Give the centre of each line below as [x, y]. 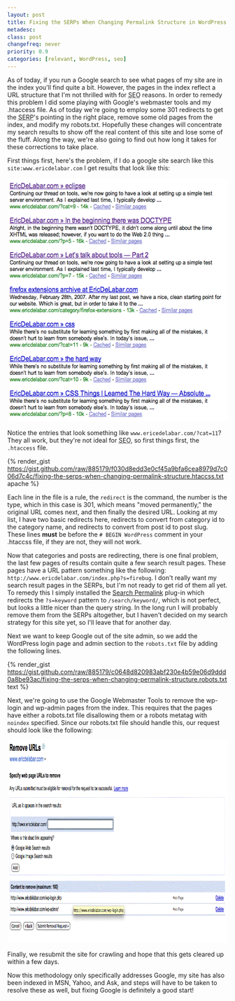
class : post [24, 37]
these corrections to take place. [53, 146]
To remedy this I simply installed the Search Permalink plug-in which [106, 593]
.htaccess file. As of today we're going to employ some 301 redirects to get [115, 109]
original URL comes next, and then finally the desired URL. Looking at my [113, 512]
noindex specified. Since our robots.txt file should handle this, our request [114, 722]
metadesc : [22, 29]
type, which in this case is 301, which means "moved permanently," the [110, 504]
